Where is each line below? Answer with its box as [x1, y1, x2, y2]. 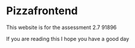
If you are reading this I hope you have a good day [6, 35, 130, 42]
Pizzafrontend [6, 4, 79, 18]
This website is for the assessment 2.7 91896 [6, 24, 117, 31]
